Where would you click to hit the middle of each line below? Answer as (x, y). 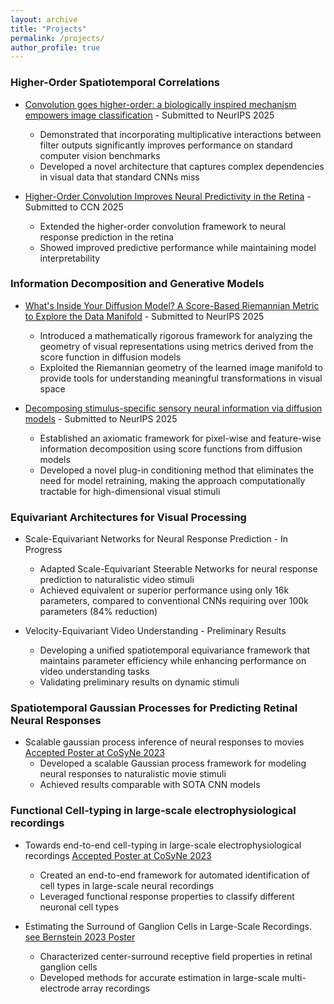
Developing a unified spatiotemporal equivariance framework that (175, 650)
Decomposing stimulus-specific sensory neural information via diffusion (173, 408)
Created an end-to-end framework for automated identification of (174, 875)
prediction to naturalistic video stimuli (117, 580)
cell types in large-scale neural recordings (127, 885)
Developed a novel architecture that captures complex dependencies (182, 166)
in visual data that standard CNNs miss (119, 177)
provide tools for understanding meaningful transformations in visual (181, 378)
